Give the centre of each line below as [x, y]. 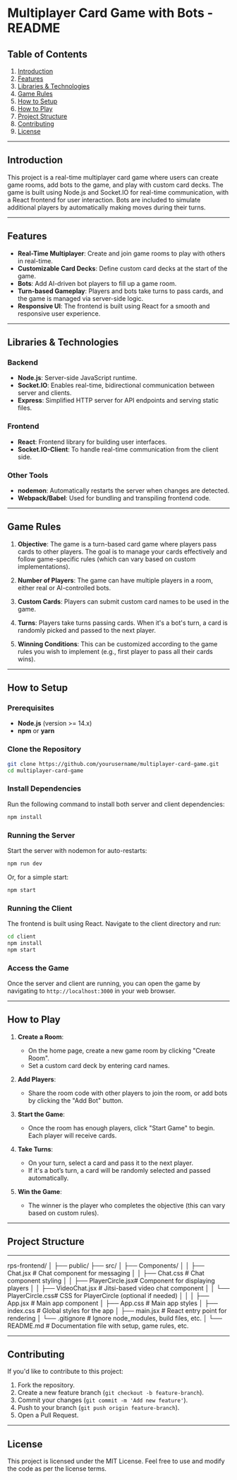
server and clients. [44, 393]
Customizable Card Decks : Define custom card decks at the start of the [122, 268]
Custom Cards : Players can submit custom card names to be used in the [123, 601]
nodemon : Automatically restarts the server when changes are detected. [123, 491]
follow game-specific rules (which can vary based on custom [107, 559]
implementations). [44, 566]
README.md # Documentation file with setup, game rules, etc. [98, 1326]
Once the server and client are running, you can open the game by [104, 983]
